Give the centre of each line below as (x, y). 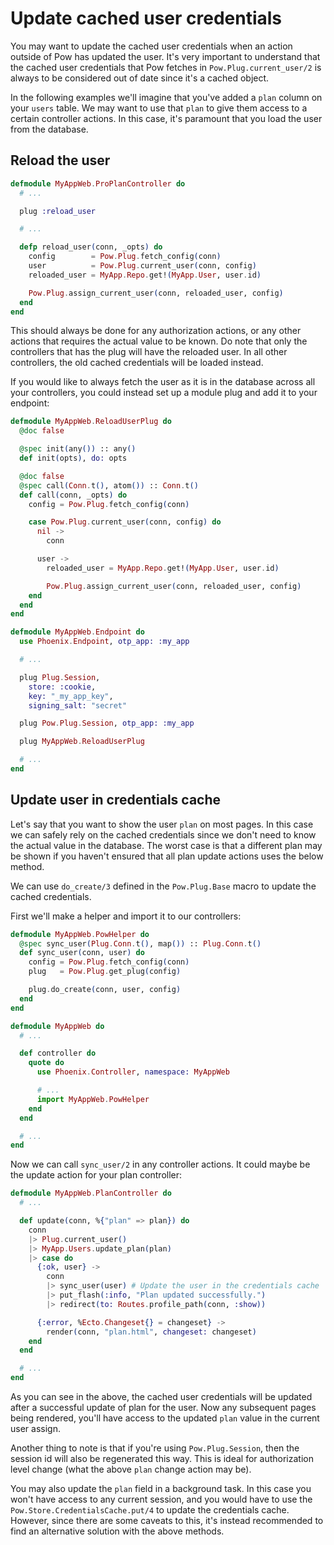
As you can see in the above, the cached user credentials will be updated (161, 1397)
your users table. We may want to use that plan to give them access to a (159, 108)
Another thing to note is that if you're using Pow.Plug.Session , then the (155, 1448)
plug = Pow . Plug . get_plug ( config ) (105, 972)
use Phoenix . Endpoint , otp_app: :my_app (104, 642)
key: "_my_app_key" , (71, 696)
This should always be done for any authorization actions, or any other (156, 331)
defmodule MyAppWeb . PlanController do (91, 1193)
